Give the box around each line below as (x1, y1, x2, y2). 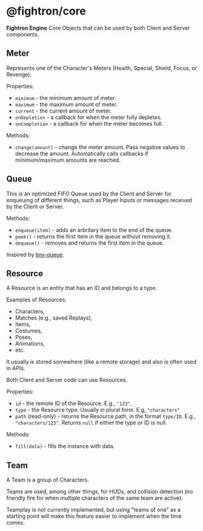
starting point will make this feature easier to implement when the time (6, 513, 182, 520)
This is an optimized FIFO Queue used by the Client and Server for (6, 190, 172, 197)
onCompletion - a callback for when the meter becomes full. (15, 120, 164, 127)
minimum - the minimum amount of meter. (15, 94, 116, 101)
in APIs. (6, 364, 25, 372)
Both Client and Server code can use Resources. (6, 377, 128, 384)
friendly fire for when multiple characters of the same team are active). (6, 495, 183, 502)
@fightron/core (6, 4, 87, 18)
